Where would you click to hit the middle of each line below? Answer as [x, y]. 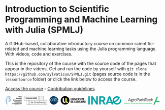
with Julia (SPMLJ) [44, 30]
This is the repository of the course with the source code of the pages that [81, 63]
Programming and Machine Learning [81, 19]
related [12, 49]
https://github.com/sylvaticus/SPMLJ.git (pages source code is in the [78, 74]
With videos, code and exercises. [39, 54]
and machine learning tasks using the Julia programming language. [88, 49]
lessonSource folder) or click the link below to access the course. [71, 79]
